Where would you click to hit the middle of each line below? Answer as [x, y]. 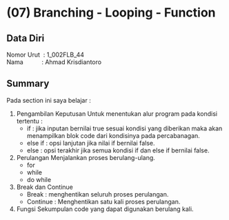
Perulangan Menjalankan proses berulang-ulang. [86, 157]
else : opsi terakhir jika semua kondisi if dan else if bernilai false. [118, 150]
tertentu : [29, 121]
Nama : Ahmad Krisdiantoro [54, 62]
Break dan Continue [44, 187]
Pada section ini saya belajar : [49, 100]
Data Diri [26, 38]
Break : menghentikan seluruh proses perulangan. [98, 194]
